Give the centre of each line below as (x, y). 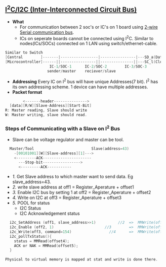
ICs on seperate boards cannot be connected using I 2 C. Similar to (86, 38)
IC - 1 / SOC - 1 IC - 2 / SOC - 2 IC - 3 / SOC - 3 (98, 67)
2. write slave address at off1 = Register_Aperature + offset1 (73, 187)
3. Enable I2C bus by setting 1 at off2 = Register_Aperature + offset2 (82, 193)
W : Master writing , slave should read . (46, 115)
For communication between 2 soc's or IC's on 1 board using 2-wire (89, 27)
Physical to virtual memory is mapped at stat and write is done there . (82, 260)
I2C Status (30, 208)
